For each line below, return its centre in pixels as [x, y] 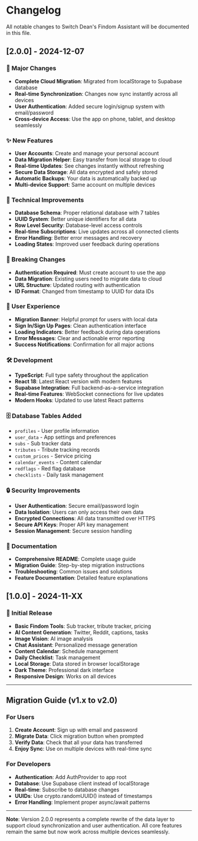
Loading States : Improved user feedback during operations [87, 244]
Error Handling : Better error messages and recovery [78, 238]
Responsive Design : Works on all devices [65, 676]
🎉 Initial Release [29, 613]
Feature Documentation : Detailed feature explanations [81, 578]
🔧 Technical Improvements [45, 200]
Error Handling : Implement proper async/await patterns [82, 802]
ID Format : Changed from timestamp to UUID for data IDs [84, 291]
